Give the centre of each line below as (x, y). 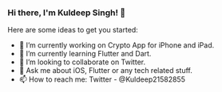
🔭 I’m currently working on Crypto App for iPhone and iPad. (117, 45)
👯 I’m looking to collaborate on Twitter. (82, 62)
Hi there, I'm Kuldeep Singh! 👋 (67, 13)
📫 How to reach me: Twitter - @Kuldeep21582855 (102, 79)
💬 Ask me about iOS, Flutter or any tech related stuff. (105, 71)
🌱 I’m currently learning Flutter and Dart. (85, 54)
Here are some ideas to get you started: (73, 30)
